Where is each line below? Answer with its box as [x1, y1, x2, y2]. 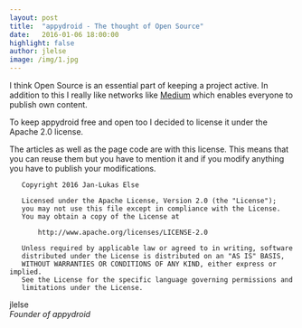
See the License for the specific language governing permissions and [21, 276, 294, 285]
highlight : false [9, 38, 75, 48]
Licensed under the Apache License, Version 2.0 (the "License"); [21, 196, 278, 205]
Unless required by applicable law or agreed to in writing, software [21, 244, 294, 253]
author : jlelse [9, 47, 67, 56]
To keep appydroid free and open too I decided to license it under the [9, 117, 269, 127]
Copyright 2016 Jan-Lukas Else [21, 181, 140, 190]
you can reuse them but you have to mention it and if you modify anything [9, 154, 285, 164]
